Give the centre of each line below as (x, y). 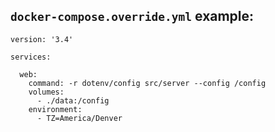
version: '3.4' (42, 39)
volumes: (46, 92)
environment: (55, 109)
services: (31, 57)
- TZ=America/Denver (79, 118)
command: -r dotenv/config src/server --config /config (147, 83)
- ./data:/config (73, 100)
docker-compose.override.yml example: (132, 16)
